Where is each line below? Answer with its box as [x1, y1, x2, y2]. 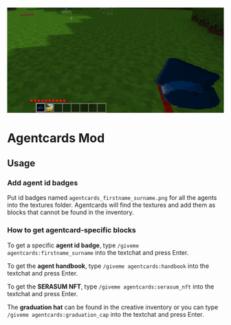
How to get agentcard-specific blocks [7, 225, 136, 235]
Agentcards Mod [7, 130, 105, 146]
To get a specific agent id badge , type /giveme [7, 241, 140, 249]
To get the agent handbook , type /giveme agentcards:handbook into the [7, 262, 210, 270]
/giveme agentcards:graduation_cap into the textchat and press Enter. [7, 310, 204, 318]
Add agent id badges [7, 178, 78, 188]
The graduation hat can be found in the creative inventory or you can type [7, 303, 219, 311]
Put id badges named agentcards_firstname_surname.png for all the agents [7, 194, 217, 202]
